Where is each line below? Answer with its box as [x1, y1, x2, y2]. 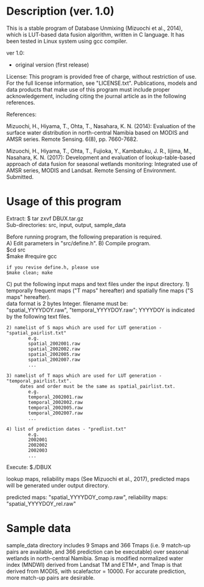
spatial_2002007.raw [28, 356, 80, 362]
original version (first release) [15, 61, 90, 68]
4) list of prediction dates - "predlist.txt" [6, 426, 127, 432]
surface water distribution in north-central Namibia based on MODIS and [6, 129, 189, 136]
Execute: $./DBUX [6, 463, 52, 470]
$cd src [6, 246, 26, 253]
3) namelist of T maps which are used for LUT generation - [6, 372, 163, 379]
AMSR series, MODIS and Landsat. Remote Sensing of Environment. [6, 167, 177, 174]
